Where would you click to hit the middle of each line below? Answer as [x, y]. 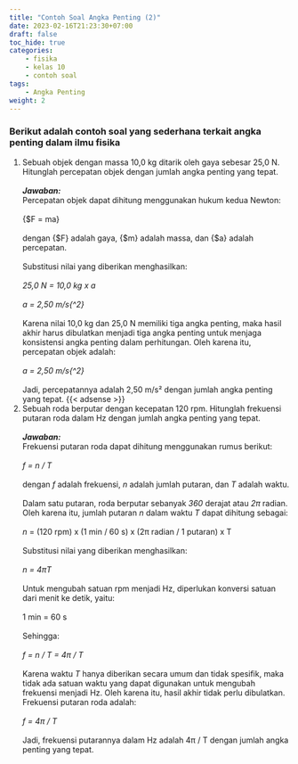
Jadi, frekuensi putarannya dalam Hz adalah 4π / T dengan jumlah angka [155, 740]
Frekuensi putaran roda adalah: [79, 702]
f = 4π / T [40, 721]
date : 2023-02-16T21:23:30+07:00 [71, 26]
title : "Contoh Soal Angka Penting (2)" [85, 17]
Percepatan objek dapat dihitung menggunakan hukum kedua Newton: [152, 200]
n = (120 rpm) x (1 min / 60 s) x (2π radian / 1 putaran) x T [127, 531]
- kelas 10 [45, 68]
